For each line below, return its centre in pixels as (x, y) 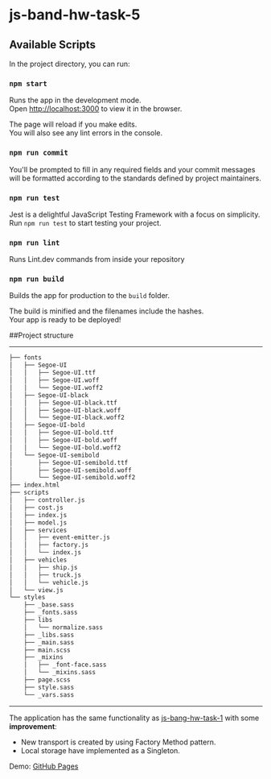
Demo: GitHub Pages (44, 766)
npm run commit (39, 153)
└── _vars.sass (49, 694)
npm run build (37, 279)
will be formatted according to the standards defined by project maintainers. (135, 178)
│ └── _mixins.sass (60, 673)
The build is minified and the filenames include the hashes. (107, 311)
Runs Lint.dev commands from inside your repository (97, 259)
